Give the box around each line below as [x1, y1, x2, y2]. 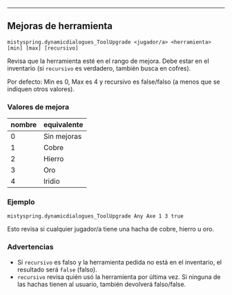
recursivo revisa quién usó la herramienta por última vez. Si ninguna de [17, 272, 221, 280]
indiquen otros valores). [7, 84, 75, 93]
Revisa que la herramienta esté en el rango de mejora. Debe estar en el [7, 57, 209, 65]
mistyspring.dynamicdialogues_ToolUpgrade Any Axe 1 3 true [7, 213, 184, 220]
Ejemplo [7, 198, 35, 207]
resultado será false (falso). [17, 265, 98, 274]
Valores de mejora [7, 102, 70, 111]
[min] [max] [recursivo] [7, 44, 79, 52]
